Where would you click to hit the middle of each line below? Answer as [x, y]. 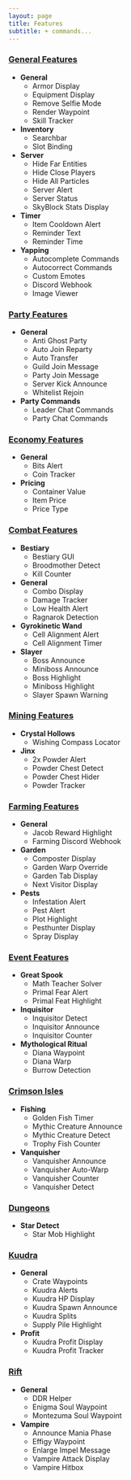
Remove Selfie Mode [67, 103]
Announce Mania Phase [72, 1433]
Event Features [39, 958]
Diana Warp [52, 1061]
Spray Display [55, 937]
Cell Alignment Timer [67, 642]
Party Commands [50, 401]
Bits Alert [47, 466]
